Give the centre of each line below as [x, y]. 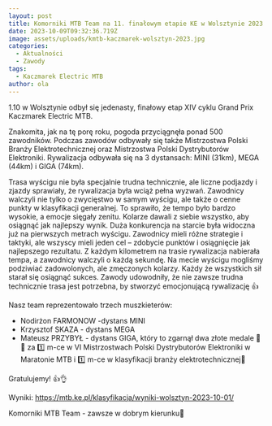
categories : [28, 46]
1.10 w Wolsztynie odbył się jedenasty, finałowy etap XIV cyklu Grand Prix [131, 107]
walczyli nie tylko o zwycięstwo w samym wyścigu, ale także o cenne [125, 199]
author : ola [28, 84]
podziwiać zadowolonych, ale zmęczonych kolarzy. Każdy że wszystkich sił [135, 268]
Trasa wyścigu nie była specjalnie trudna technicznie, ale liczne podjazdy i [133, 182]
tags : [17, 69]
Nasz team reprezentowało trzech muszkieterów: [91, 305]
